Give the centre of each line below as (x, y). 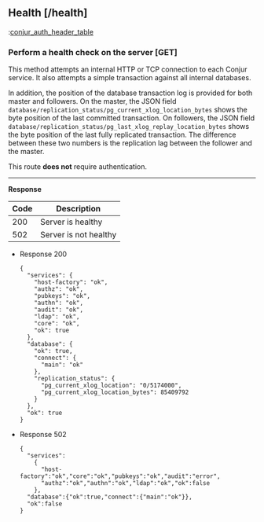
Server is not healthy (79, 235)
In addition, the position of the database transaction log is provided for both (130, 93)
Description (78, 209)
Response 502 (43, 435)
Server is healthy (71, 222)
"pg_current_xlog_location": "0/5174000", (111, 386)
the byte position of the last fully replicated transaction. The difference (123, 135)
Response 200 (43, 254)
